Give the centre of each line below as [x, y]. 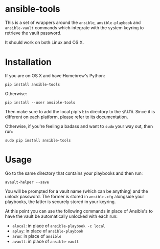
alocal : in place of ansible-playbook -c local [58, 226]
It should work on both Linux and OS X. [45, 42]
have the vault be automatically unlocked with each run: [61, 216]
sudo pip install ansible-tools [38, 140]
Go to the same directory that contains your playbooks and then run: [74, 173]
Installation [28, 62]
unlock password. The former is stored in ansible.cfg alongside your [75, 196]
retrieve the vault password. [33, 33]
